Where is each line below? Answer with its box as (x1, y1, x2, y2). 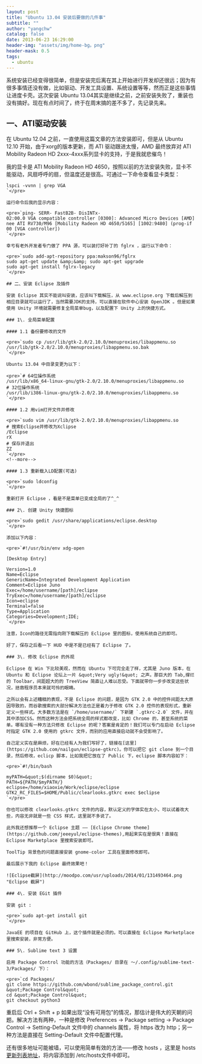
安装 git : (6, 902, 32, 909)
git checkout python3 (6, 997, 61, 1004)
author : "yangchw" (6, 25, 52, 32)
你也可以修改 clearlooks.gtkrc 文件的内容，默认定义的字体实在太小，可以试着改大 (6, 807, 189, 813)
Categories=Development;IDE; (6, 614, 79, 620)
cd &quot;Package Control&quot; (6, 992, 87, 998)
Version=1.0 (6, 566, 36, 572)
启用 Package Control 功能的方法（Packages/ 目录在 (6, 959, 129, 966)
